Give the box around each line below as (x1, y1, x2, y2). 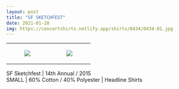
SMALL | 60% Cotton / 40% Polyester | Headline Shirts (6, 76, 143, 84)
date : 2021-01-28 (6, 20, 50, 26)
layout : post (6, 8, 39, 15)
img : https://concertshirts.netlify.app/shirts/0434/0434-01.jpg (6, 25, 173, 32)
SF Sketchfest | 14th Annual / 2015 (6, 70, 91, 77)
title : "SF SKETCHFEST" (6, 14, 66, 20)
